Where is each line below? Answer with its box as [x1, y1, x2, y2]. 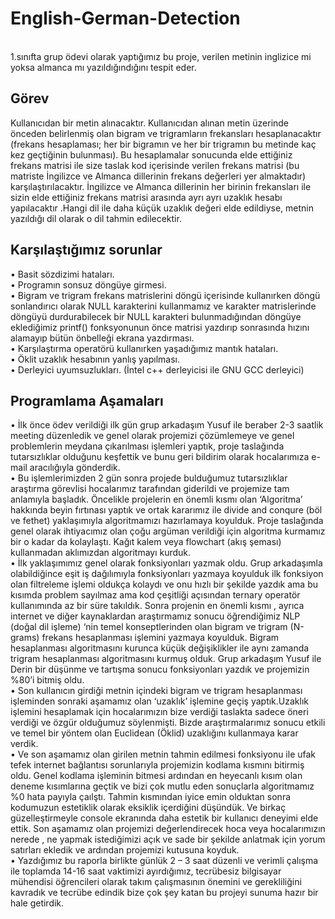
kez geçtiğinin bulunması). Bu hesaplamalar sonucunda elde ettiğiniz [10, 148, 293, 161]
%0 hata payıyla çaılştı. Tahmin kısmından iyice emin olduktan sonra [10, 791, 292, 803]
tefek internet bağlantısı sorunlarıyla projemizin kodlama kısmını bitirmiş [10, 759, 305, 771]
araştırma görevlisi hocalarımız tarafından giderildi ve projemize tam [10, 483, 290, 495]
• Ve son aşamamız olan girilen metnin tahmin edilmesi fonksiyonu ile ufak [10, 748, 317, 761]
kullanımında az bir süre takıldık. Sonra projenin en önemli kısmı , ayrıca [10, 600, 305, 612]
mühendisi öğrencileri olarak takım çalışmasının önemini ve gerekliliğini [10, 876, 302, 888]
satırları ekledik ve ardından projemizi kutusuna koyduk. [10, 844, 240, 856]
